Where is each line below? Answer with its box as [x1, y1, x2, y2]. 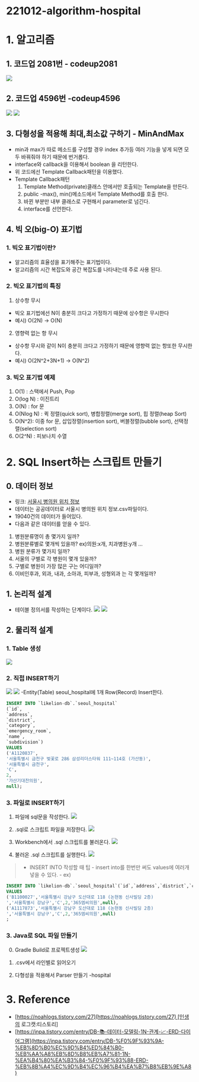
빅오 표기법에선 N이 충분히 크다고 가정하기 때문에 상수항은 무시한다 [14, 309, 169, 316]
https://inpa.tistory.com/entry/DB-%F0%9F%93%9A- [33, 1037, 165, 1045]
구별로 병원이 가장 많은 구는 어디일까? [14, 563, 102, 570]
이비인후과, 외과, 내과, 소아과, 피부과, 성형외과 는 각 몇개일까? [14, 570, 156, 578]
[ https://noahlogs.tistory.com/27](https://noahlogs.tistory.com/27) [14, 1013, 176, 1020]
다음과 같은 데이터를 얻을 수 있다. [14, 520, 91, 528]
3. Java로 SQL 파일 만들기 [6, 932, 78, 940]
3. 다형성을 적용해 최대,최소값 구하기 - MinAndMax [6, 129, 185, 139]
